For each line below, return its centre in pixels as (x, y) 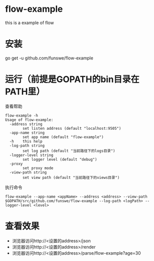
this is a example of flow (30, 23)
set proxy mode (38, 168)
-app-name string (27, 133)
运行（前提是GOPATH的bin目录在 (72, 79)
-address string (26, 124)
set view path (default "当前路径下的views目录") (71, 177)
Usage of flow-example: (29, 120)
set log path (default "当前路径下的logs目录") (69, 151)
